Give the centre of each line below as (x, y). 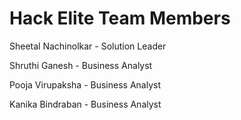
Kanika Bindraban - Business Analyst (85, 104)
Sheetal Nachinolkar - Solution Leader (88, 46)
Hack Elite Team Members (120, 18)
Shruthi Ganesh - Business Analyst (81, 65)
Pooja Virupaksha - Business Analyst (85, 84)
